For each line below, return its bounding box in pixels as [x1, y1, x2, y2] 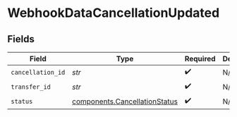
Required [184, 54, 217, 63]
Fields [7, 33, 35, 45]
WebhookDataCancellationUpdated [7, 5, 220, 21]
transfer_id [11, 82, 51, 91]
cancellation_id [11, 68, 66, 76]
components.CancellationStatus [71, 97, 178, 106]
